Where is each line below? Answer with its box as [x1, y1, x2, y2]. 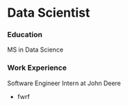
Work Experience [7, 63, 67, 73]
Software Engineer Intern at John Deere [7, 79, 122, 87]
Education [7, 30, 43, 40]
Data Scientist [7, 5, 90, 21]
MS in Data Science [7, 45, 64, 54]
